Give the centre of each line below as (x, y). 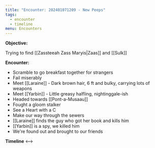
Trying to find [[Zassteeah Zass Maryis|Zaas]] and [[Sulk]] (66, 53)
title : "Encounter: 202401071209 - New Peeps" (55, 10)
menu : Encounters (24, 29)
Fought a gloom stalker (37, 105)
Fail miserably (27, 78)
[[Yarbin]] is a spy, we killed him (46, 126)
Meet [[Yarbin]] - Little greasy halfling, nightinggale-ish (70, 94)
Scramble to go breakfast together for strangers (63, 72)
